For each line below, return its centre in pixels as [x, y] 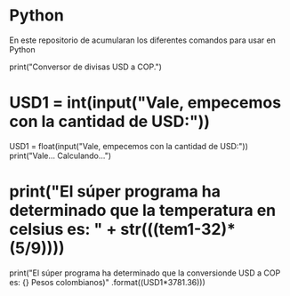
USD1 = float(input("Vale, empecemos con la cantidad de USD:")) [129, 146]
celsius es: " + [63, 230]
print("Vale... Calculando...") [60, 156]
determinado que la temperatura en [143, 211]
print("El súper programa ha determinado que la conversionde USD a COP [145, 273]
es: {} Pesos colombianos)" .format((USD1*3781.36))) [108, 282]
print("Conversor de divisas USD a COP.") [86, 67]
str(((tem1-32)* [177, 230]
